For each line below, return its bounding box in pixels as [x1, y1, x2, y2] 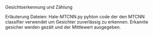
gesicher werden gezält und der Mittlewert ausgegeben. [5, 24, 121, 30]
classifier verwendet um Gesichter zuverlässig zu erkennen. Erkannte [5, 19, 148, 25]
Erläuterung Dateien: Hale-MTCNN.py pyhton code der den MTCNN [5, 14, 145, 19]
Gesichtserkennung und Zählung [5, 4, 72, 10]
